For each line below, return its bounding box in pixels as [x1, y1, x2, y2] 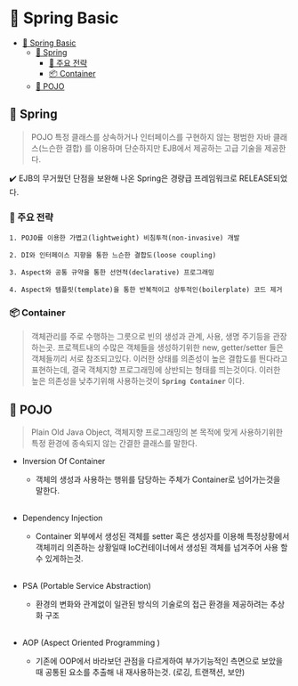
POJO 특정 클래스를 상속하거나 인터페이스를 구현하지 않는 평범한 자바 [30, 131, 271, 142]
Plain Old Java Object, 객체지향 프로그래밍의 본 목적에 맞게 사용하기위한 [30, 427, 283, 437]
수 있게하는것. [35, 553, 84, 564]
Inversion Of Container [21, 456, 106, 467]
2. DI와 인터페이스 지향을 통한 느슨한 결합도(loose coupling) [9, 251, 217, 260]
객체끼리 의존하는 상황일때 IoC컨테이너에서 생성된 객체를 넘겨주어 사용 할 [35, 543, 288, 553]
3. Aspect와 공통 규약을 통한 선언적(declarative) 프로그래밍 [9, 268, 215, 277]
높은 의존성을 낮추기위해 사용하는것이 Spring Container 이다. [30, 376, 245, 387]
